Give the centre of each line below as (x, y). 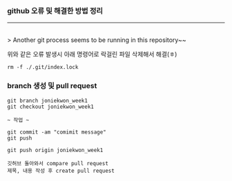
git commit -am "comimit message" (57, 132)
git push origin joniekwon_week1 (55, 150)
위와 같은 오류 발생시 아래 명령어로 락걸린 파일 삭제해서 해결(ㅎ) (92, 54)
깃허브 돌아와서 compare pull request (58, 163)
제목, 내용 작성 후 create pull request (61, 171)
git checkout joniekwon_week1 (51, 107)
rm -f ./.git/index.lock (43, 67)
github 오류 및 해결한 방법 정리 (55, 10)
